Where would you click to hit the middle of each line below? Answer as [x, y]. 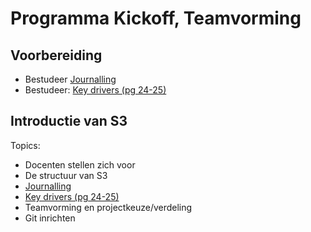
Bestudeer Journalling [70, 79]
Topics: [25, 145]
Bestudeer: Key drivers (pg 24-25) [95, 90]
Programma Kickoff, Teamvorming [156, 18]
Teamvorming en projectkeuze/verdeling [108, 207]
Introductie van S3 [69, 121]
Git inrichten [50, 218]
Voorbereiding [56, 55]
